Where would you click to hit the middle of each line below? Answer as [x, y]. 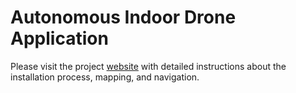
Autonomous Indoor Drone [123, 17]
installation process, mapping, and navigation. [105, 77]
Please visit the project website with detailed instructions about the [148, 66]
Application [59, 38]
